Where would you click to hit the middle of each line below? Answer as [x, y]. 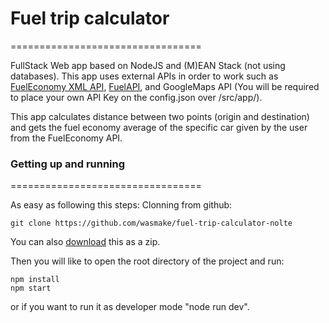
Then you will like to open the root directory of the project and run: [147, 261]
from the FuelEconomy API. [66, 138]
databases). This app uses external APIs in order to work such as [144, 76]
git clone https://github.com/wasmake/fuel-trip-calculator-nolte [151, 223]
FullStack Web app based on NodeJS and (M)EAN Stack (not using [148, 65]
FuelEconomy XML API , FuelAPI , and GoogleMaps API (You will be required [165, 86]
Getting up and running [68, 164]
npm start [31, 288]
